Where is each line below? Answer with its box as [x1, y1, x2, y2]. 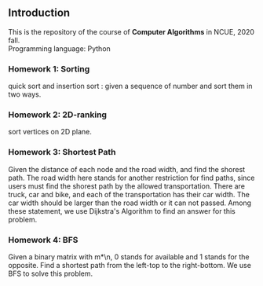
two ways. [8, 90, 42, 99]
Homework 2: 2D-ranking [8, 109, 108, 120]
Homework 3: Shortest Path [8, 147, 116, 158]
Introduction [8, 6, 71, 20]
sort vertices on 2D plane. [8, 127, 92, 137]
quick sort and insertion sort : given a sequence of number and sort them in [8, 82, 253, 91]
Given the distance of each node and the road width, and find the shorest [8, 164, 246, 174]
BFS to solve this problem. [8, 269, 93, 278]
